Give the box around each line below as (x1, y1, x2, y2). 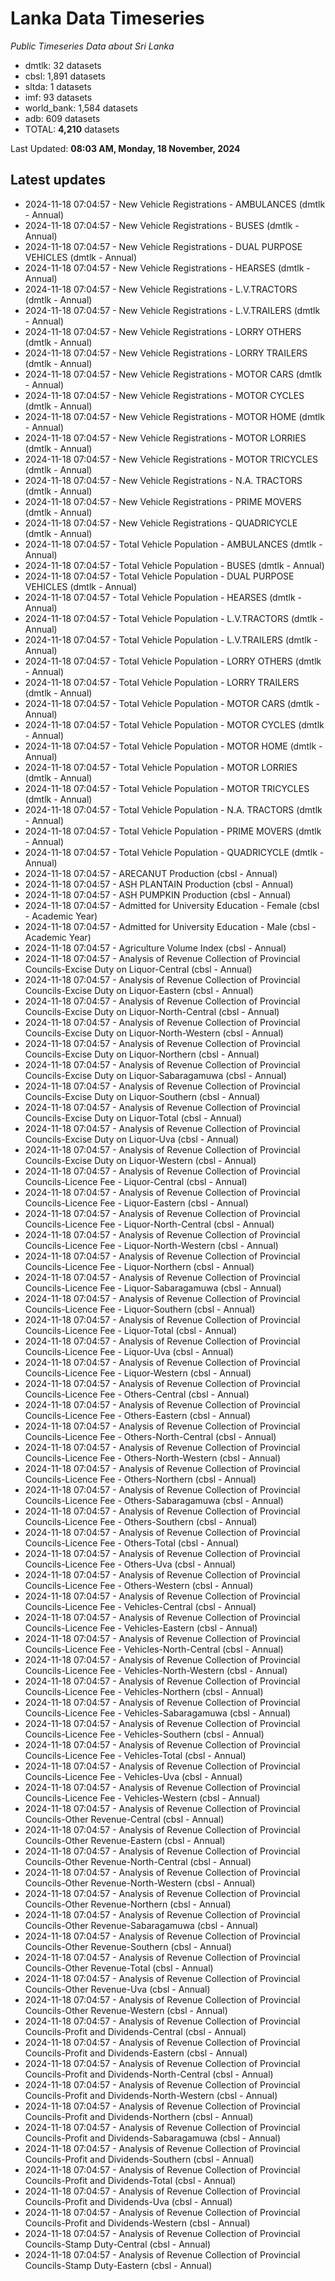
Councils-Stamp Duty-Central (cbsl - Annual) (24, 2238, 211, 2250)
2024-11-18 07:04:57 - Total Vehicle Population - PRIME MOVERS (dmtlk (24, 825, 322, 837)
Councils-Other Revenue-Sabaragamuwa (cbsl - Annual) (24, 1919, 259, 1931)
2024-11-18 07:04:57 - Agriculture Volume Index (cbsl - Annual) (24, 942, 287, 954)
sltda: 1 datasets (24, 80, 92, 92)
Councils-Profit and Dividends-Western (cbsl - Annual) (24, 2217, 251, 2229)
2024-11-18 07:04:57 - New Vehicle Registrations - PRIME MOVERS (24, 495, 302, 507)
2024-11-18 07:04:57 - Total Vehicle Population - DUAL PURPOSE (24, 570, 295, 582)
